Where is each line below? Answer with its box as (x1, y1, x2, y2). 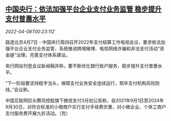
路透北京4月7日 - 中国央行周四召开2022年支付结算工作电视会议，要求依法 (5, 39, 161, 45)
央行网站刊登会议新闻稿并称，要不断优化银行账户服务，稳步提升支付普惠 (5, 63, 158, 69)
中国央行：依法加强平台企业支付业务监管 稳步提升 (5, 5, 162, 14)
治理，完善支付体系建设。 (16, 52, 71, 58)
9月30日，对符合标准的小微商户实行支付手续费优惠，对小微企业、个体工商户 (5, 104, 166, 110)
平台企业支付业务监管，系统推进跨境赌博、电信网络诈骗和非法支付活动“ (9, 45, 160, 51)
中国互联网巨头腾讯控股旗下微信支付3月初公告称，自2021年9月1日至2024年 (5, 97, 164, 104)
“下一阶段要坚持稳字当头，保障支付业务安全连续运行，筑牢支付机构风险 (5, 80, 156, 86)
